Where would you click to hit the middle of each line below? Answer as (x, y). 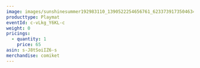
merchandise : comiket (33, 56)
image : (14, 12)
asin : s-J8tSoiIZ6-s (32, 50)
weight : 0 (18, 28)
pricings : (18, 34)
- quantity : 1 (29, 39)
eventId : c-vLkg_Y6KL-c (36, 22)
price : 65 (29, 45)
